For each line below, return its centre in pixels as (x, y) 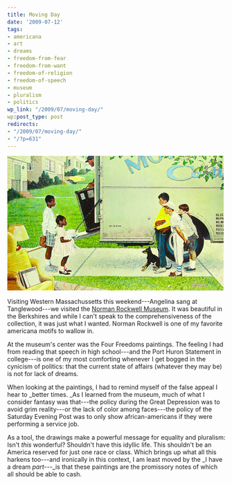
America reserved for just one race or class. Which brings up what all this (112, 452)
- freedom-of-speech (37, 80)
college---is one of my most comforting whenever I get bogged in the (107, 359)
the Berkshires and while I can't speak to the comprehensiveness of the (109, 316)
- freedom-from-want (37, 66)
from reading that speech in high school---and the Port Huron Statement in (114, 351)
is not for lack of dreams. (43, 373)
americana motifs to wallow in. (51, 331)
